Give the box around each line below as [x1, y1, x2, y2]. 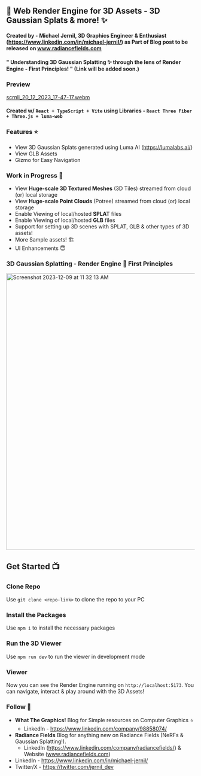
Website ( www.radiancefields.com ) [23, 751, 111, 758]
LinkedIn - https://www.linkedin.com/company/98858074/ [23, 725, 167, 732]
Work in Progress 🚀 [6, 171, 63, 179]
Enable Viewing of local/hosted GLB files [14, 216, 115, 224]
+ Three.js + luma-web [6, 114, 63, 120]
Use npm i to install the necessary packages [6, 624, 115, 631]
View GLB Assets [14, 150, 58, 157]
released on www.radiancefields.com [6, 44, 102, 51]
